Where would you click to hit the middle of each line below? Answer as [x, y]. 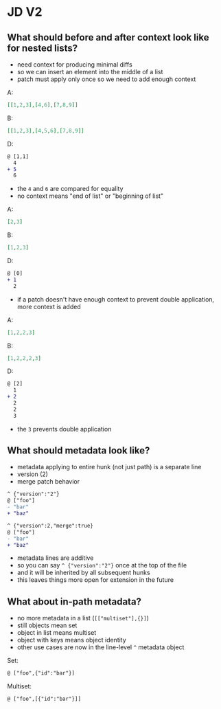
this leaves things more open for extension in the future [95, 580]
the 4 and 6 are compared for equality [70, 189]
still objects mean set [47, 625]
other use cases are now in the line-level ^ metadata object [101, 647]
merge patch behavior [48, 482]
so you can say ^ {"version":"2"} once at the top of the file [102, 565]
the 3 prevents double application [64, 429]
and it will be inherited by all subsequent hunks [83, 573]
